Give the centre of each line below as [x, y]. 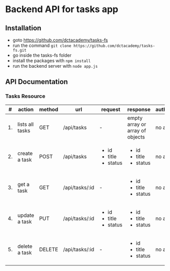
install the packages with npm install [52, 61]
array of [137, 130]
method [49, 109]
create [25, 153]
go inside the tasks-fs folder [42, 55]
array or [137, 124]
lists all [26, 124]
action [26, 109]
